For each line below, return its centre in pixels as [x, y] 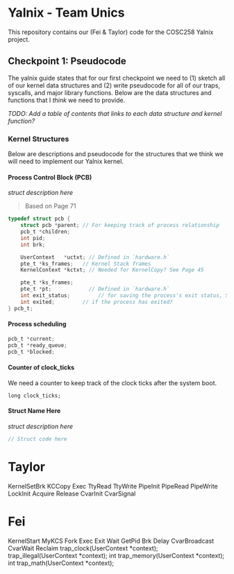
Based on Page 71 [50, 206]
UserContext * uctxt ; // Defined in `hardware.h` [95, 257]
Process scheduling [37, 324]
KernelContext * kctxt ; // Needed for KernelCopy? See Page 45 [112, 270]
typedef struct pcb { [39, 219]
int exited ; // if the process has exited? [97, 302]
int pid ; [33, 238]
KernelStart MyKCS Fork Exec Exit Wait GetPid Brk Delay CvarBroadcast [111, 541]
